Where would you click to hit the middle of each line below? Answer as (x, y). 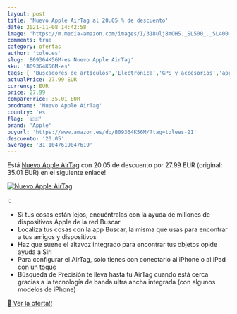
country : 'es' (28, 112)
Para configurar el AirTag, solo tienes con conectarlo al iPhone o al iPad (122, 260)
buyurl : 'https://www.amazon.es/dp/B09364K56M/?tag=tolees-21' (102, 132)
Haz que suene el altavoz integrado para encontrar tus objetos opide (117, 245)
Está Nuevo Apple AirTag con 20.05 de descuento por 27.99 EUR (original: (115, 165)
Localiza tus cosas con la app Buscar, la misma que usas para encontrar (122, 229)
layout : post (26, 14)
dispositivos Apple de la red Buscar (69, 222)
